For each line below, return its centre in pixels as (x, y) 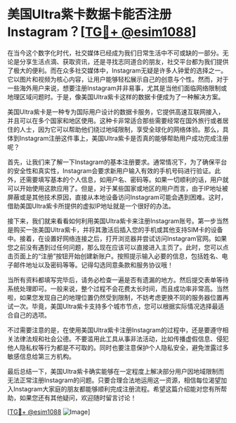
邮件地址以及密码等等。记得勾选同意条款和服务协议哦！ (93, 265)
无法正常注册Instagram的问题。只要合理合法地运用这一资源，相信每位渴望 (114, 380)
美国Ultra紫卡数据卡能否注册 (90, 14)
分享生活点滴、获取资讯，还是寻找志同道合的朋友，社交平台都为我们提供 (124, 61)
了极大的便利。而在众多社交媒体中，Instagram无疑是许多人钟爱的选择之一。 (117, 70)
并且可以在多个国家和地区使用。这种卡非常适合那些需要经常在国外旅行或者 (115, 120)
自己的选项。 (32, 315)
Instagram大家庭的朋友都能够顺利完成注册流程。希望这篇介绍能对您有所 (117, 389)
